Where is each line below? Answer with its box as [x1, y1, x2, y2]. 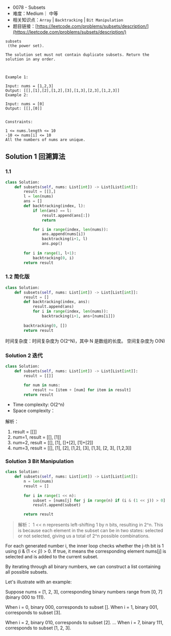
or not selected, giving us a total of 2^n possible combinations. [17, 533, 150, 539]
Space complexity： [12, 407, 55, 414]
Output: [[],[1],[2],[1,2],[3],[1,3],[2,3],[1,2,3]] [5, 88, 120, 93]
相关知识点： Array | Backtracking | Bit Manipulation [12, 17, 124, 22]
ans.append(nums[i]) [41, 232, 86, 237]
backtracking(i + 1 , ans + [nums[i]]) [41, 314, 115, 319]
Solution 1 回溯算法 [5, 152, 65, 161]
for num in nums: [23, 383, 60, 388]
